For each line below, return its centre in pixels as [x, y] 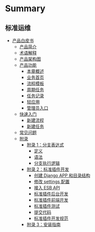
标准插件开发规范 [51, 218]
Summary [25, 9]
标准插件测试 [47, 206]
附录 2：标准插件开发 [48, 169]
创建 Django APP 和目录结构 [62, 175]
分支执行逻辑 [47, 163]
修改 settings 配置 [52, 181]
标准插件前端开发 [51, 200]
